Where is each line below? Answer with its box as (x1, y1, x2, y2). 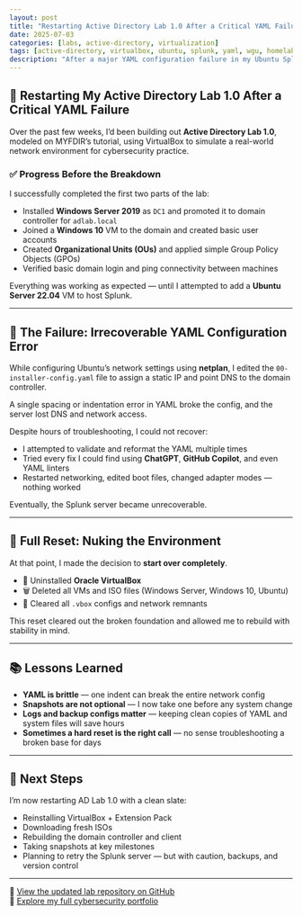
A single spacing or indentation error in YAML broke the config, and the (9, 399, 273, 409)
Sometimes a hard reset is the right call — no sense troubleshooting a (22, 727, 285, 738)
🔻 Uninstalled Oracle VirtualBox (22, 575, 142, 586)
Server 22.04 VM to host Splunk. (9, 290, 133, 301)
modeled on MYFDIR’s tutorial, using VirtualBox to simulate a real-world (9, 136, 274, 147)
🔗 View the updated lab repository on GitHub (9, 886, 175, 897)
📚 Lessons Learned (9, 660, 123, 676)
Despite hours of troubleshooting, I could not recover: (9, 426, 209, 436)
